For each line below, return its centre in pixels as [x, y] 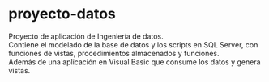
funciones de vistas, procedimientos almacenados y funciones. [114, 53]
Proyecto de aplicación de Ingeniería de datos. [86, 36]
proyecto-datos [62, 14]
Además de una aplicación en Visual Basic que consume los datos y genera [134, 62]
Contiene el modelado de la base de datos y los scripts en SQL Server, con [133, 44]
